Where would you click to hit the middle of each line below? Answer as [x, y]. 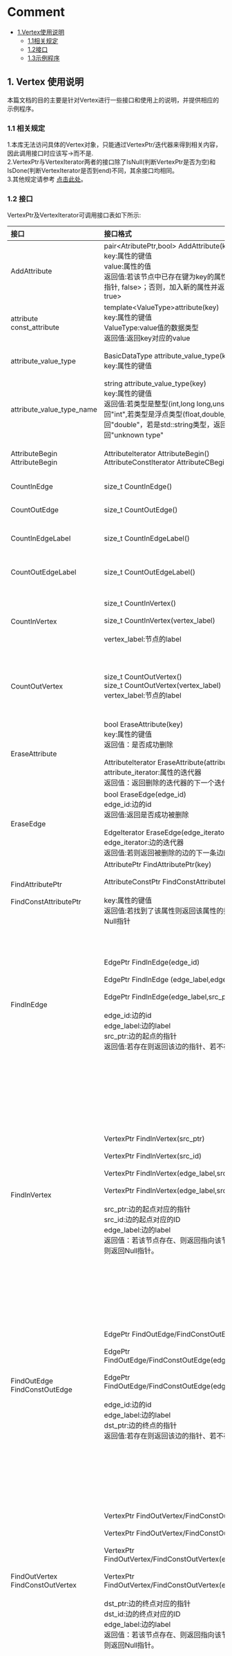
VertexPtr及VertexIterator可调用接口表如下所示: [74, 215]
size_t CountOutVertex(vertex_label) [163, 686]
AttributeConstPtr [132, 882]
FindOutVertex [34, 1576]
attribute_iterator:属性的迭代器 [153, 772]
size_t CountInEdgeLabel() [147, 538]
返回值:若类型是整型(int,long [149, 404]
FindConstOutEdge [41, 1390]
